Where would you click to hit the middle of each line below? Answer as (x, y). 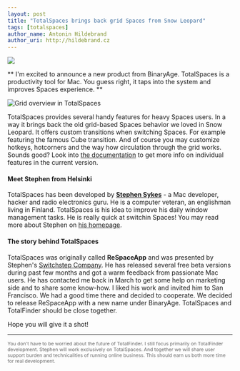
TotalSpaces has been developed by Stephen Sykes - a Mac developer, (113, 195)
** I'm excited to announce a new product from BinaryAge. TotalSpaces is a (119, 74)
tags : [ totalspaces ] (38, 27)
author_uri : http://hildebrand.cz (59, 41)
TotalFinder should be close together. (62, 310)
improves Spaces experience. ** (55, 89)
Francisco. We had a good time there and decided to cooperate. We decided (120, 295)
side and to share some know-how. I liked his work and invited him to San (115, 288)
